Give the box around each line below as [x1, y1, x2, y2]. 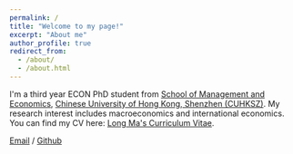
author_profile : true [9, 38, 92, 48]
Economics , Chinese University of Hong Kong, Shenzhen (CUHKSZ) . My [9, 98, 280, 109]
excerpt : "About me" [9, 30, 88, 39]
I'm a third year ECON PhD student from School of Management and [9, 88, 266, 100]
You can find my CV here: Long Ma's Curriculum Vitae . [9, 117, 215, 128]
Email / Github [9, 135, 62, 146]
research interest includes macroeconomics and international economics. [9, 108, 285, 119]
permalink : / [9, 13, 59, 23]
